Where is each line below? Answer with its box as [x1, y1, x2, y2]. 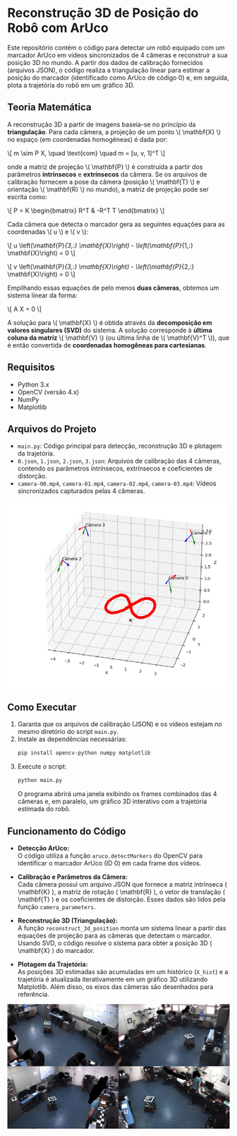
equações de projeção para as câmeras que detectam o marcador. [17, 931, 212, 940]
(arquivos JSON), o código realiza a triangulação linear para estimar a [7, 66, 210, 74]
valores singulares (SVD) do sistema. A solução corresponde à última [7, 326, 213, 334]
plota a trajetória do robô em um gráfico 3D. [7, 81, 135, 89]
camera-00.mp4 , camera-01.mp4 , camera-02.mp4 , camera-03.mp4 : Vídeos [17, 479, 217, 488]
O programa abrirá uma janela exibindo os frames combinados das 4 [17, 790, 217, 798]
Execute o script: [17, 762, 67, 771]
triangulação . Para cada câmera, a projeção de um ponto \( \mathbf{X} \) [7, 127, 221, 136]
